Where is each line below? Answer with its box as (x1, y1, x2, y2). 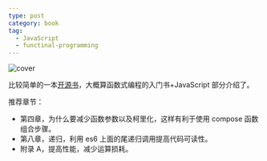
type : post (8, 11, 45, 20)
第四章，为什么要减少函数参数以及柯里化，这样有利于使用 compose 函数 (19, 114, 259, 124)
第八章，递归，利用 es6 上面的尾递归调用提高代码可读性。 (19, 134, 212, 144)
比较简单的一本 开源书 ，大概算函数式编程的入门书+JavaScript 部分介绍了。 (8, 80, 254, 90)
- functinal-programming (15, 42, 99, 50)
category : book (8, 19, 59, 27)
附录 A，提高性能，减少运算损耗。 (19, 144, 133, 154)
